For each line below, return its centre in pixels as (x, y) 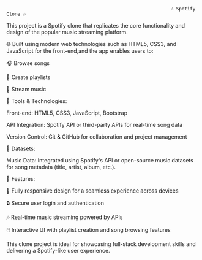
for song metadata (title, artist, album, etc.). (61, 167)
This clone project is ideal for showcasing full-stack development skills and (101, 244)
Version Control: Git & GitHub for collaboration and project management (97, 137)
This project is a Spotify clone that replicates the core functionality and (96, 25)
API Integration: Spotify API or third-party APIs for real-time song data (95, 125)
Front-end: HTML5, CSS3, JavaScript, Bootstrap (67, 113)
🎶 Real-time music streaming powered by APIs (65, 217)
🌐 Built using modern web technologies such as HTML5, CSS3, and (91, 44)
